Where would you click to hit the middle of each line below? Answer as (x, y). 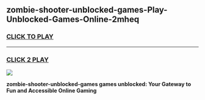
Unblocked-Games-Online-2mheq (73, 20)
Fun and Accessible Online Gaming (52, 90)
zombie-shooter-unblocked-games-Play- (87, 10)
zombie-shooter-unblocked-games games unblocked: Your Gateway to (99, 84)
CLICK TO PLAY (30, 37)
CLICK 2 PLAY (27, 59)
